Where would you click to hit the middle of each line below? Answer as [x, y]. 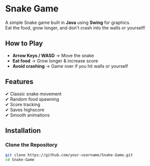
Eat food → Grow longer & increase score [55, 61]
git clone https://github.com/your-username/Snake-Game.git [69, 155]
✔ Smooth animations [27, 115]
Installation [23, 130]
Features [19, 82]
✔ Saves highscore [25, 110]
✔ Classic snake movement [33, 94]
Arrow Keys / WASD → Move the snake [53, 55]
